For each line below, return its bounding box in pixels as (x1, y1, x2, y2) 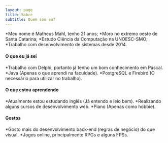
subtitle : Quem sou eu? (5, 17, 56, 22)
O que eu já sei (5, 53, 37, 59)
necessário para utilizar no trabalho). (5, 75, 82, 81)
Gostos (5, 115, 21, 121)
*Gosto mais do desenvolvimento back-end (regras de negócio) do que (5, 126, 155, 132)
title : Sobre (5, 12, 33, 17)
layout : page (5, 7, 33, 13)
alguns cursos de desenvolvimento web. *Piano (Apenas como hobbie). (5, 103, 156, 110)
